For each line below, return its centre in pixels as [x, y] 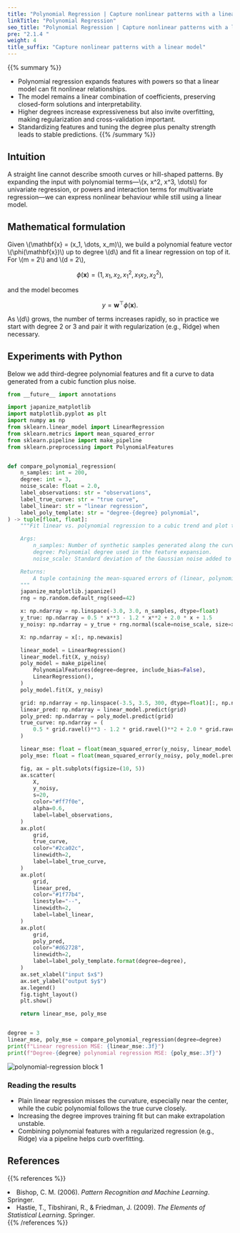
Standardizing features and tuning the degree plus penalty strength [117, 127]
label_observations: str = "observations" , [86, 493]
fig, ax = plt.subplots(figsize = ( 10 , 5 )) [82, 769]
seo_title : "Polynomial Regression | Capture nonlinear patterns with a [118, 27]
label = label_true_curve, [70, 862]
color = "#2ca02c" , [59, 848]
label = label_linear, [64, 915]
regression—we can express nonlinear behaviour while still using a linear [115, 196]
